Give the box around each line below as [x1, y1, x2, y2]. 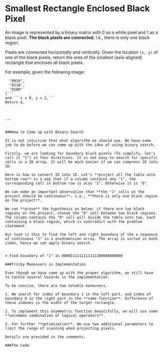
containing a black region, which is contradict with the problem [5, 219, 143, 224]
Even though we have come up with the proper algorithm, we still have [5, 270, 153, 275]
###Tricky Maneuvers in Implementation [5, 262, 86, 267]
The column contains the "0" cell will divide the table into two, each [5, 215, 156, 220]
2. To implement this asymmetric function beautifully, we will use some [5, 309, 158, 313]
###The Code [5, 343, 29, 348]
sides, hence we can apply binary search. [5, 240, 92, 245]
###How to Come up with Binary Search [5, 130, 84, 135]
